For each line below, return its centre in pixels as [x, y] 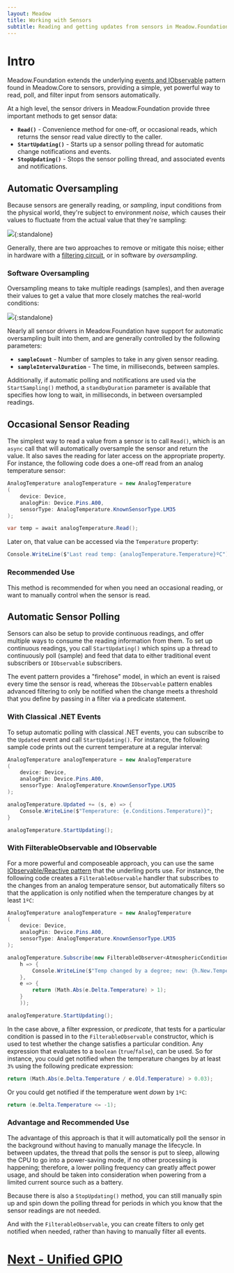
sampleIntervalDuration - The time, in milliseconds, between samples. [118, 367]
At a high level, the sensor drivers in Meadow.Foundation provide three [109, 109]
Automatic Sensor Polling [64, 617]
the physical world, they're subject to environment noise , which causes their [117, 212]
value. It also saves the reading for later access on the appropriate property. [116, 456]
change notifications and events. [64, 152]
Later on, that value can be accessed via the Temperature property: [103, 542]
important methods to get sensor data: [62, 116]
